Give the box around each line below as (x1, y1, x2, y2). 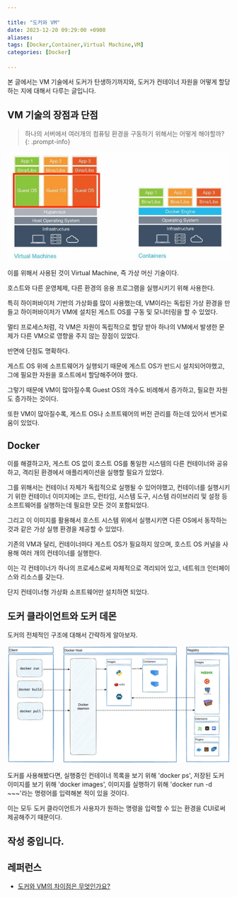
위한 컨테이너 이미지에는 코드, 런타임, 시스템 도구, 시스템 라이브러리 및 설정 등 (14, 491, 228, 500)
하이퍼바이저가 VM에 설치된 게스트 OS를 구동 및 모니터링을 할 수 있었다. (20, 308, 218, 316)
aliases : (7, 34, 33, 41)
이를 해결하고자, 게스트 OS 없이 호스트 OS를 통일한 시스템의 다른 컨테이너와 (7, 459, 216, 467)
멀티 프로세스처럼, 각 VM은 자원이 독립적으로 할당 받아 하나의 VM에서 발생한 (7, 323, 218, 331)
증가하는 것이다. (14, 394, 59, 403)
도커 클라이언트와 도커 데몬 (7, 611, 117, 623)
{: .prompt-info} (24, 137, 71, 145)
